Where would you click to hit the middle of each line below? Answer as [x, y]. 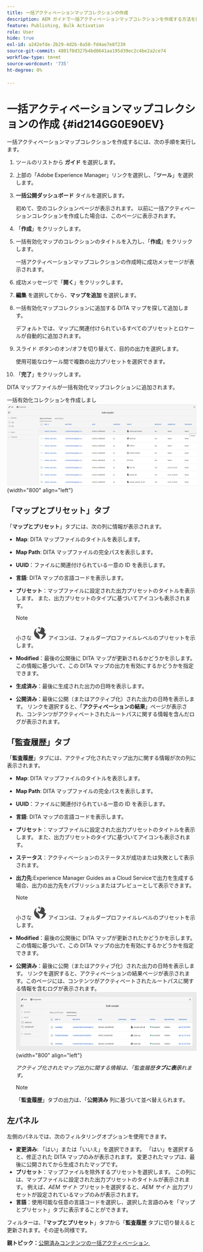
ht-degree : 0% [25, 70]
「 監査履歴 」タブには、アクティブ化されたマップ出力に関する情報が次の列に [101, 758]
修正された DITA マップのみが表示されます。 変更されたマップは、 [108, 1157]
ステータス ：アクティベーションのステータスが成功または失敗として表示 [105, 858]
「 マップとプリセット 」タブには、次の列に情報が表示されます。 [86, 526]
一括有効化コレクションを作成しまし [52, 400]
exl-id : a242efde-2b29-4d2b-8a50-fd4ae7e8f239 [66, 45]
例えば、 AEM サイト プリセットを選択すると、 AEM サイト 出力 [105, 1187]
